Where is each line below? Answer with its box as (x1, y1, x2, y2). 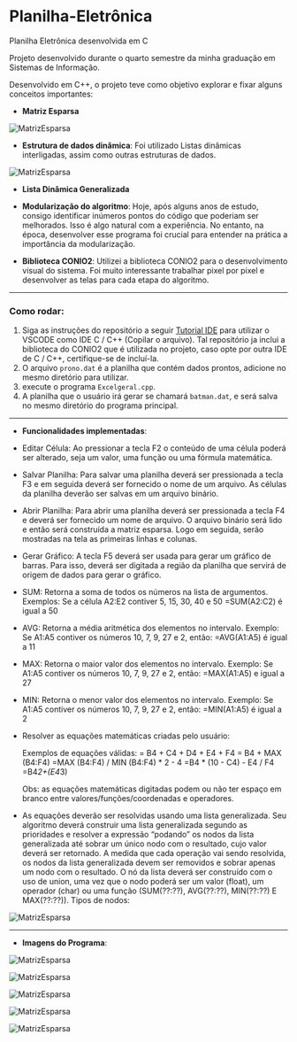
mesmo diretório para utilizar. (21, 372, 130, 382)
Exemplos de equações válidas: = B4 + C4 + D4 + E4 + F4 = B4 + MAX (21, 748, 282, 759)
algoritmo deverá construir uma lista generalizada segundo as (21, 820, 247, 830)
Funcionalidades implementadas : (21, 426, 148, 436)
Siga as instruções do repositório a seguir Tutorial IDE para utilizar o (21, 325, 270, 336)
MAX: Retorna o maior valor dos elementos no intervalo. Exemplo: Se (21, 659, 274, 669)
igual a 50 (21, 606, 59, 616)
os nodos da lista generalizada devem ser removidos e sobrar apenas (21, 857, 276, 868)
